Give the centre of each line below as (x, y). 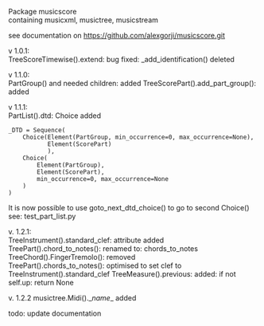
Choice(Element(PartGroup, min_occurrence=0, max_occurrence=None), (138, 137)
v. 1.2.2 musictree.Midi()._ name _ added (72, 298)
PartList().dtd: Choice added (55, 116)
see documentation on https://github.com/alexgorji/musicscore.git (116, 35)
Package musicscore (43, 12)
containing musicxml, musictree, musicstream (83, 20)
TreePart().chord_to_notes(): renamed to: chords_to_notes (103, 249)
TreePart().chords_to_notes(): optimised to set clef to (95, 265)
